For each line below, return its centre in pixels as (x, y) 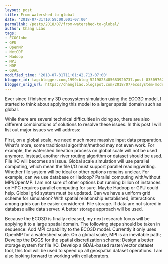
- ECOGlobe (16, 38)
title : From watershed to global (40, 15)
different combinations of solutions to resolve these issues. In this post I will (83, 124)
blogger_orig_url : (24, 84)
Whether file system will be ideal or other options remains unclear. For (77, 172)
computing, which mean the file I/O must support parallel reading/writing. (81, 166)
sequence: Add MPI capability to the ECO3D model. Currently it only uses (81, 229)
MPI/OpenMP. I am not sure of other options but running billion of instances (83, 182)
